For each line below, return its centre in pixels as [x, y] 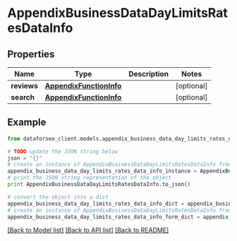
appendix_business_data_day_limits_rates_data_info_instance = [102, 171]
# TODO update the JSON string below [63, 151]
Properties [31, 54]
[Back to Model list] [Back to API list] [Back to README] [88, 230]
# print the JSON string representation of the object [90, 178]
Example [27, 123]
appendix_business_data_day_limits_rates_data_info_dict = [96, 204]
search [23, 97]
